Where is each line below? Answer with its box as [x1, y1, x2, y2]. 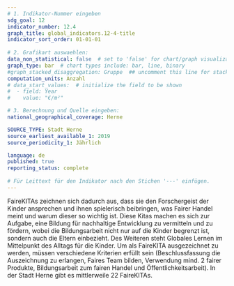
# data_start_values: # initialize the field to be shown [7, 82, 182, 89]
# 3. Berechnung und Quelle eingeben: [7, 107, 120, 114]
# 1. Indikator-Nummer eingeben [7, 10, 101, 17]
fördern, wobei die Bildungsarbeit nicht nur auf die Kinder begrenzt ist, [7, 226, 210, 234]
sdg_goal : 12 [7, 17, 45, 24]
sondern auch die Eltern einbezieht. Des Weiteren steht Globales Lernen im [7, 234, 223, 242]
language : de [7, 151, 45, 159]
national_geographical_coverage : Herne [7, 114, 123, 121]
